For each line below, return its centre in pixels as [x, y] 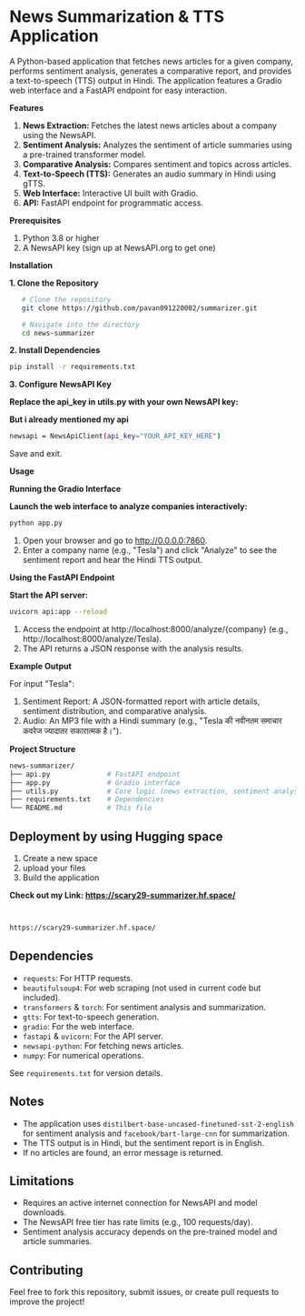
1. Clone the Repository [54, 283]
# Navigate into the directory [81, 325]
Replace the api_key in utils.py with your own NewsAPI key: [124, 402]
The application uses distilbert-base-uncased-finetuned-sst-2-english [158, 1123]
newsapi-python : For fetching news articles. [103, 1045]
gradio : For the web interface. [78, 1026]
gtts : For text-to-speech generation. [91, 1017]
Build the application [61, 878]
